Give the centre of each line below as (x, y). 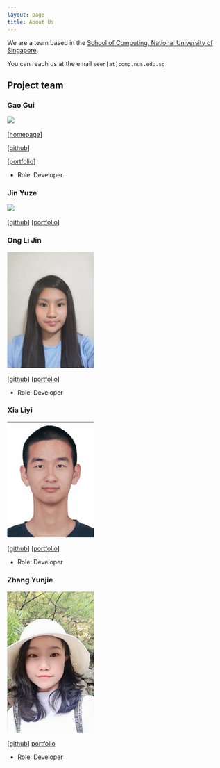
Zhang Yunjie (30, 580)
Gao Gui (21, 105)
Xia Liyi (20, 410)
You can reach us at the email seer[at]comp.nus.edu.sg (86, 63)
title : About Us (31, 22)
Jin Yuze (22, 193)
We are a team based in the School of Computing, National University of (110, 42)
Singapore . (23, 50)
